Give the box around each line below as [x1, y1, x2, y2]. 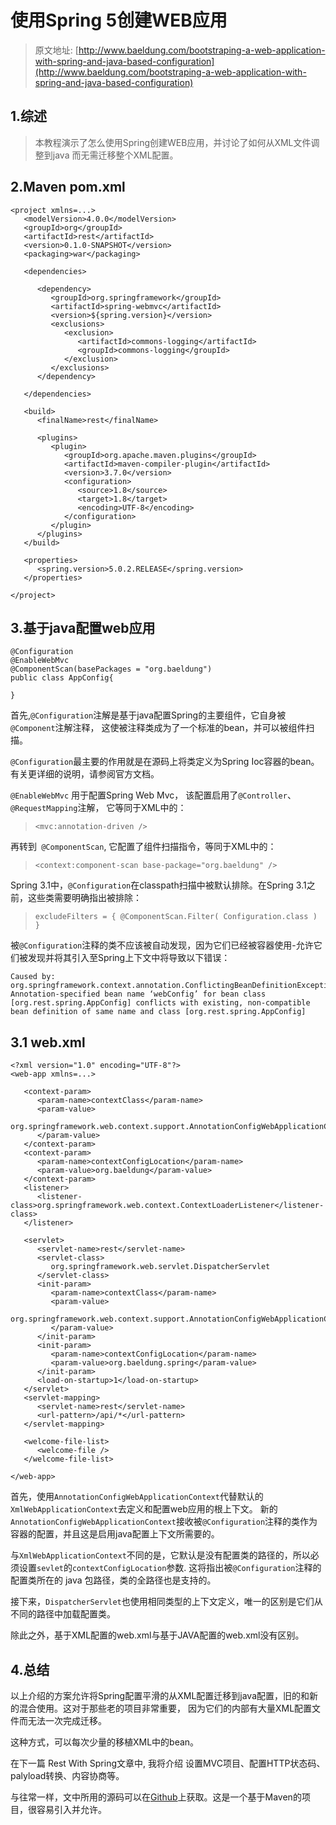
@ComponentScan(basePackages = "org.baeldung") [10, 664, 213, 675]
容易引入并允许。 [36, 1804, 107, 1815]
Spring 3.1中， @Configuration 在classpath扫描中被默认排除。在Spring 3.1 [10, 879, 307, 891]
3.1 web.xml [10, 1034, 86, 1051]
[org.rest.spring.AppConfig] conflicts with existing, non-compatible [10, 998, 311, 1008]
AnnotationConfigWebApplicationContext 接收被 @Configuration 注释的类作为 [10, 1516, 318, 1528]
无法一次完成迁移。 [27, 1715, 107, 1726]
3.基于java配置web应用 [10, 619, 156, 636]
